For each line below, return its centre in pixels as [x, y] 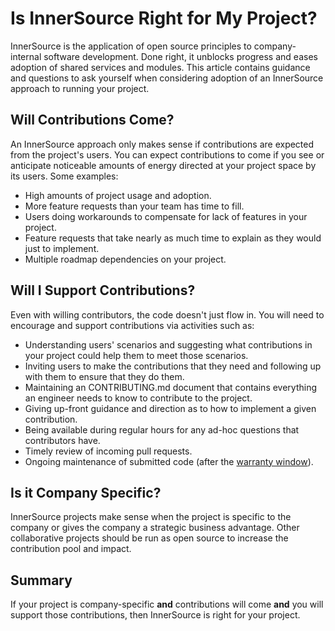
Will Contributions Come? [92, 120]
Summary [41, 580]
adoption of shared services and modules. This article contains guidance [160, 67]
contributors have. [62, 440]
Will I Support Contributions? [103, 290]
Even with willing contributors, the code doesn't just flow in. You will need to [167, 314]
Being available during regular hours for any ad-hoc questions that [162, 429]
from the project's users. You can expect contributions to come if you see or [167, 154]
